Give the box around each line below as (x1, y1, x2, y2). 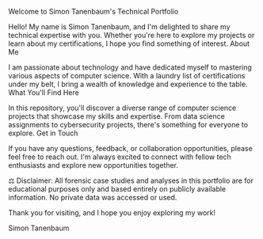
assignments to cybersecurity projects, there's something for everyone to (8, 120, 248, 129)
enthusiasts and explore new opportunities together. (8, 161, 179, 169)
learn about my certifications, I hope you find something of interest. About (8, 39, 250, 48)
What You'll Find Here (8, 88, 79, 97)
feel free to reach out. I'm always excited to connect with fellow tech (8, 152, 231, 161)
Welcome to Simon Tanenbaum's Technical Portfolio (8, 7, 179, 16)
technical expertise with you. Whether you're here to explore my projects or (8, 31, 255, 40)
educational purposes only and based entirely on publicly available (8, 184, 227, 193)
